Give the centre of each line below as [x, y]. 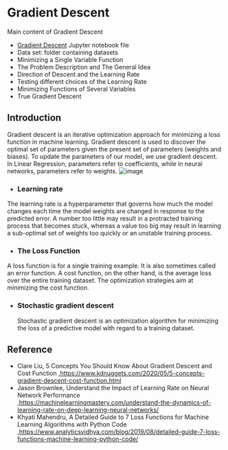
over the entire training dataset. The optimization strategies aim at [100, 281]
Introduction [34, 118]
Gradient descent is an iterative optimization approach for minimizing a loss [114, 134]
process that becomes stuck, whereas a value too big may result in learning [114, 226]
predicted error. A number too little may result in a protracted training [105, 219]
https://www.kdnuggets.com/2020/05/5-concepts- [132, 374]
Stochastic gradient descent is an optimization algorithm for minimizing [117, 321]
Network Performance [48, 395]
